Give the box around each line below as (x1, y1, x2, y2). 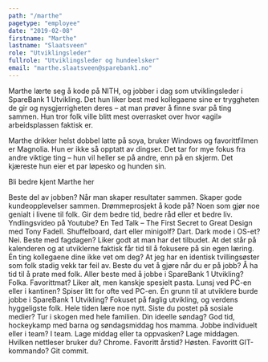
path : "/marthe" (8, 11, 63, 20)
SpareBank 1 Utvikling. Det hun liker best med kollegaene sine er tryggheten (8, 94, 260, 104)
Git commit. (51, 346, 89, 356)
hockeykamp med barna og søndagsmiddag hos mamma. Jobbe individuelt (8, 320, 258, 330)
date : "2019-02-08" (8, 26, 74, 35)
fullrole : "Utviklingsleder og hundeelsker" (8, 57, 160, 65)
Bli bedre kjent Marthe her (8, 177, 95, 186)
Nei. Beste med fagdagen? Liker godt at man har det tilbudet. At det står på (8, 234, 257, 245)
